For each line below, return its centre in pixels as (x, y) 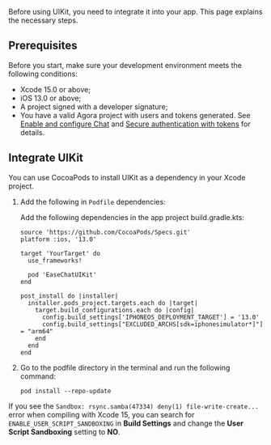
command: (38, 376)
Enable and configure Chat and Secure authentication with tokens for (135, 124)
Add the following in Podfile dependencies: (93, 201)
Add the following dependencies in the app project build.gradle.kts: (132, 217)
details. (32, 132)
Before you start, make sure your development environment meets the (125, 65)
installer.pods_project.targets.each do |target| (113, 303)
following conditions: (43, 74)
